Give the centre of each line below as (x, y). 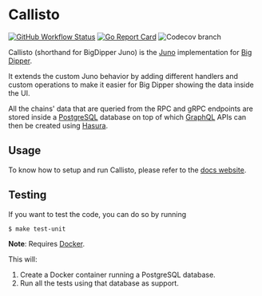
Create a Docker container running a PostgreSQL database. (117, 274)
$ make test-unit (37, 229)
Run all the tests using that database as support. (99, 283)
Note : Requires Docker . (47, 243)
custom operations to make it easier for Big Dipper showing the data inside (131, 85)
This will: (23, 259)
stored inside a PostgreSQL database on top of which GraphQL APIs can (127, 116)
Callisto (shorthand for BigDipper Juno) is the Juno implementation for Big (130, 52)
